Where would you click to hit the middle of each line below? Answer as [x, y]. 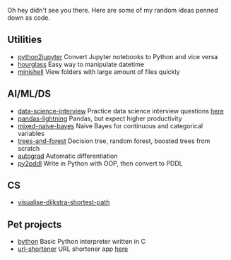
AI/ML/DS [29, 94]
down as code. [29, 18]
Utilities [25, 40]
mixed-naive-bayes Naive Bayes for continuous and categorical [110, 125]
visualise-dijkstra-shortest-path [64, 202]
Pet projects [35, 224]
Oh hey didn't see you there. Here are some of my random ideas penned [113, 10]
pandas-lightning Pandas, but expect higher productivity [100, 118]
